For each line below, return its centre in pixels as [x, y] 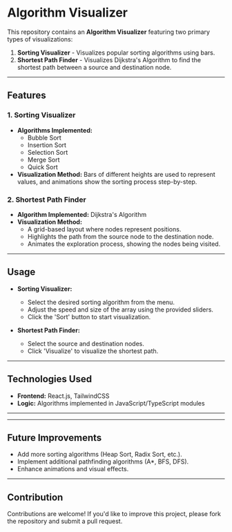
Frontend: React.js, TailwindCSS [63, 396]
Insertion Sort [47, 145]
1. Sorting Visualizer [41, 115]
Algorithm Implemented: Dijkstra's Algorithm [82, 214]
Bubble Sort [45, 137]
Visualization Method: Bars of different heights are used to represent [116, 174]
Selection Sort [48, 152]
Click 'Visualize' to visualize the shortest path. [93, 351]
